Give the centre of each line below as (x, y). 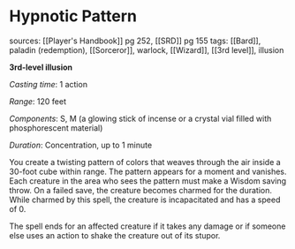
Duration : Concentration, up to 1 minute (81, 145)
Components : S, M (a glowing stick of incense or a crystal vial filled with (140, 118)
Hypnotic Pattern (73, 16)
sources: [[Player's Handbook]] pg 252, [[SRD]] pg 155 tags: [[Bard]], (135, 41)
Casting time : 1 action (49, 84)
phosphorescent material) (56, 128)
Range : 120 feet (38, 101)
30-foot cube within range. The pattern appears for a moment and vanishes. (148, 171)
